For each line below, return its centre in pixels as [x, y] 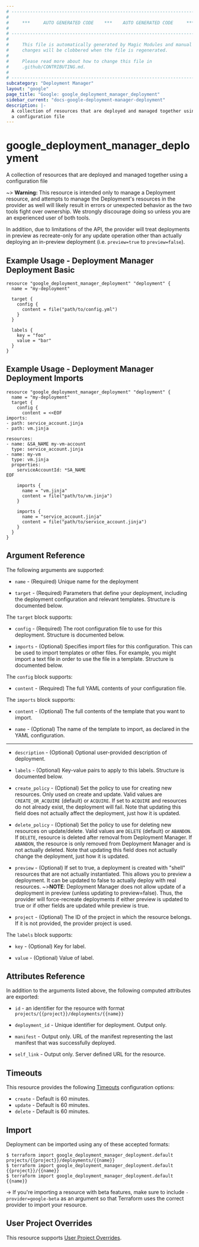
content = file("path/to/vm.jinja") [67, 496]
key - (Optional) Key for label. [50, 946]
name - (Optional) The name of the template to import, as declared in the [102, 729]
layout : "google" [28, 89]
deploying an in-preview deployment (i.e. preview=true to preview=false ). [96, 242]
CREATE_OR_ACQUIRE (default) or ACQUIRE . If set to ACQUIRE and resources [101, 800]
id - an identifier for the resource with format [70, 1009]
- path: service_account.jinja [45, 423]
